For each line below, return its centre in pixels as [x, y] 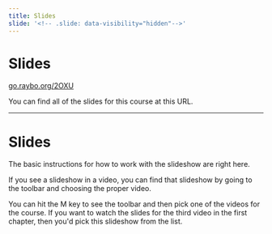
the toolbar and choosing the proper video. [80, 189]
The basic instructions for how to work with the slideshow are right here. [130, 164]
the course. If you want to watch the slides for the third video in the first [128, 213]
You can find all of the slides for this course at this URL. [101, 101]
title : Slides [32, 16]
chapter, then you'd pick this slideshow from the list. [96, 221]
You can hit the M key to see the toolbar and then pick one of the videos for [134, 204]
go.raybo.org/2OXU [41, 86]
